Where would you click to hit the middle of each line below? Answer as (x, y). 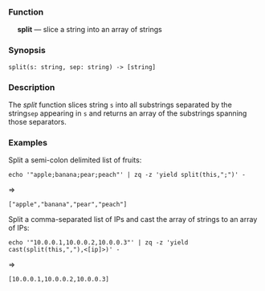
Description (32, 87)
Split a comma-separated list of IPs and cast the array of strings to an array (133, 219)
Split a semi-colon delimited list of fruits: (75, 160)
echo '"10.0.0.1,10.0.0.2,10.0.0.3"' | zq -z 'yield (98, 243)
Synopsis (27, 51)
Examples (28, 142)
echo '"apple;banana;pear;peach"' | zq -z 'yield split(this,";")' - (127, 175)
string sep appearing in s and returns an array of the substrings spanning (128, 113)
